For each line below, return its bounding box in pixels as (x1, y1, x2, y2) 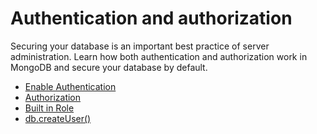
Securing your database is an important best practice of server (10, 40, 270, 52)
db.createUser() (24, 112, 92, 124)
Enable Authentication (24, 80, 117, 92)
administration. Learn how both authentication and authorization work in (10, 50, 308, 62)
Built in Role (24, 102, 75, 114)
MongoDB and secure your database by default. (10, 61, 208, 73)
